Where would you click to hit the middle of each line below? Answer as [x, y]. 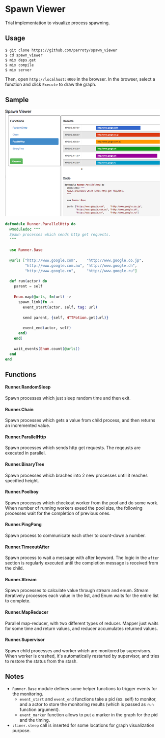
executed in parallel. [26, 453]
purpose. [21, 730]
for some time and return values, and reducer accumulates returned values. [82, 628]
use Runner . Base [26, 250]
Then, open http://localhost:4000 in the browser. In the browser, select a [80, 79]
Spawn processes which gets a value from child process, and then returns [80, 421]
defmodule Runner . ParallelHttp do [41, 224]
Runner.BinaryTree [25, 464]
